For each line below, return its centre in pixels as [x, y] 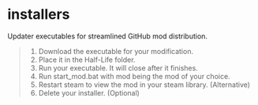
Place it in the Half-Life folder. [87, 60]
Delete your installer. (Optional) [89, 92]
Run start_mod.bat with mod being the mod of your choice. [134, 76]
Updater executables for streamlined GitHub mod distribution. [108, 36]
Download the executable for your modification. [116, 51]
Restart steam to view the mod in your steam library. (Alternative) [144, 85]
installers [39, 14]
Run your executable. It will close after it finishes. [118, 67]
